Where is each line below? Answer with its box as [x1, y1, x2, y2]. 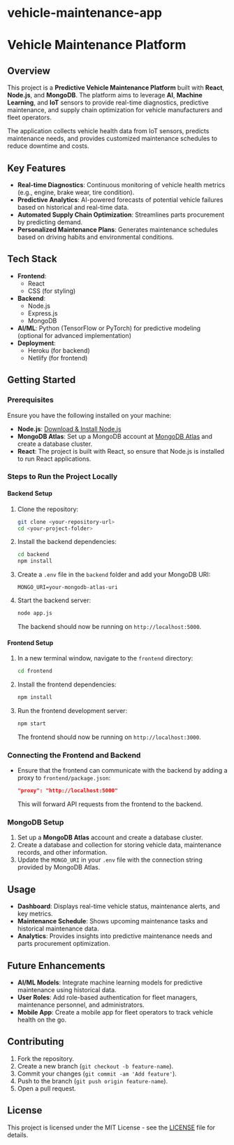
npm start [17, 720, 47, 727]
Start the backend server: [17, 596, 92, 604]
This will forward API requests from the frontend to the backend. [17, 800, 203, 808]
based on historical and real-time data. [17, 203, 129, 211]
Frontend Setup [7, 638, 54, 646]
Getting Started [7, 374, 76, 386]
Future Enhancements [7, 959, 106, 972]
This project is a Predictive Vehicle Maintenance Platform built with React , [7, 83, 225, 92]
